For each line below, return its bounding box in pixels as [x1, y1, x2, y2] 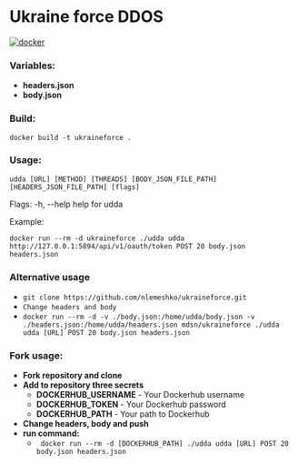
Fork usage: [9, 349, 64, 362]
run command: [22, 428, 80, 439]
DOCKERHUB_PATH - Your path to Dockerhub [35, 409, 211, 420]
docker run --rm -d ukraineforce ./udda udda [9, 234, 184, 243]
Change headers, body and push [22, 419, 150, 430]
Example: [9, 216, 45, 227]
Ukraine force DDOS [9, 6, 164, 27]
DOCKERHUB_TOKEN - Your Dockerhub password [35, 399, 227, 410]
